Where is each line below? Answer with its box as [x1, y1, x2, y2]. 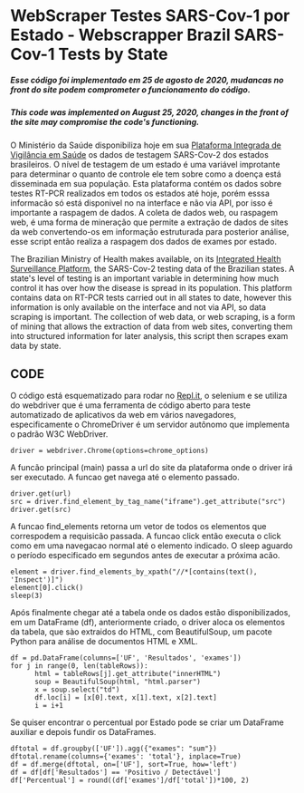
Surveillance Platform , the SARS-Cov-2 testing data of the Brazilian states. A [10, 263, 295, 274]
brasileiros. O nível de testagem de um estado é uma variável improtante [10, 159, 280, 169]
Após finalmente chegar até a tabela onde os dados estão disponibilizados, [10, 607, 290, 618]
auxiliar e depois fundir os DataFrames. [10, 727, 157, 738]
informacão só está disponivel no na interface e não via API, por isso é [10, 197, 273, 208]
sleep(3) [10, 591, 43, 601]
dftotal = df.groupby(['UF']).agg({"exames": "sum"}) [10, 744, 218, 753]
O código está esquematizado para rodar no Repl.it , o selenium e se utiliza [10, 391, 288, 401]
